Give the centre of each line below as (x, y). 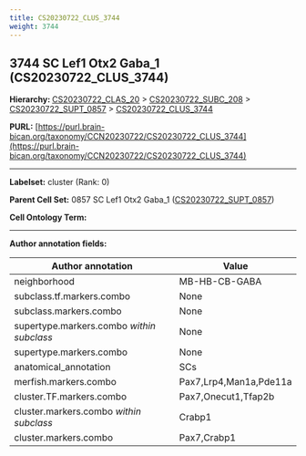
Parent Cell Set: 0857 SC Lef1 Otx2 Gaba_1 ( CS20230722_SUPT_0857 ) (142, 200)
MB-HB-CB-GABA (220, 282)
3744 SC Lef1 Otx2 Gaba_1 (85, 63)
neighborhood (45, 282)
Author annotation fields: (58, 244)
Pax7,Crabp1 (208, 438)
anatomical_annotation (62, 368)
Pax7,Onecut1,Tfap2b (227, 397)
